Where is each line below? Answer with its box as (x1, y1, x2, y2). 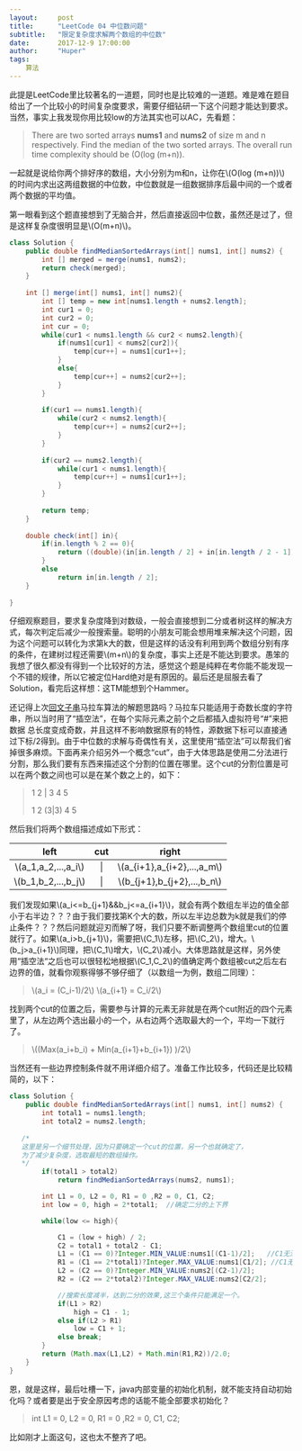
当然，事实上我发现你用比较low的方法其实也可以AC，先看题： (9, 112, 238, 122)
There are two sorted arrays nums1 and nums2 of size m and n (31, 130, 267, 140)
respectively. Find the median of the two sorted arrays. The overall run (31, 139, 293, 149)
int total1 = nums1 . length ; (41, 1109, 147, 1118)
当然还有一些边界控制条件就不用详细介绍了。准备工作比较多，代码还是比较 (9, 1063, 285, 1074)
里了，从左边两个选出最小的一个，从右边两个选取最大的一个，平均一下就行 (9, 1014, 285, 1026)
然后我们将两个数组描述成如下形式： (9, 824, 144, 834)
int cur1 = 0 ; (41, 305, 94, 314)
